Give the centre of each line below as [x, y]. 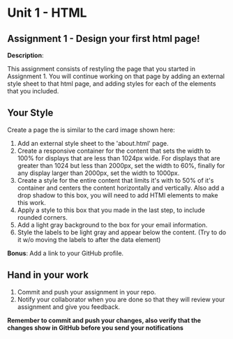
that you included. [33, 91]
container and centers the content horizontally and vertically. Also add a [121, 188]
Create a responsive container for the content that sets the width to [114, 151]
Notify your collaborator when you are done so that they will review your [121, 299]
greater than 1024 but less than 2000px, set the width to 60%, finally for [121, 165]
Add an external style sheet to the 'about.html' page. [93, 143]
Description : [25, 55]
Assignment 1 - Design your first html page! [104, 39]
